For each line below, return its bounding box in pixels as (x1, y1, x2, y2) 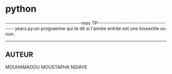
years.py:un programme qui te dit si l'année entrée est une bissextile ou (14, 25, 166, 31)
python (5, 3, 37, 15)
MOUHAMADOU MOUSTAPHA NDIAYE (5, 64, 88, 70)
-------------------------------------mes (5, 20, 91, 26)
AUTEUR (5, 51, 33, 59)
